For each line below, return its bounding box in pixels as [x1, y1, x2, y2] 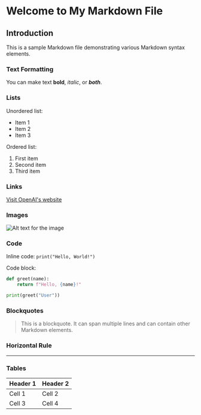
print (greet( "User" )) [6, 292, 60, 298]
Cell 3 [9, 399, 26, 407]
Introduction [6, 28, 54, 38]
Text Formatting [6, 65, 54, 73]
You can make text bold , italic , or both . [6, 79, 102, 86]
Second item [14, 161, 47, 168]
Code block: [6, 264, 36, 271]
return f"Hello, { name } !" [17, 282, 82, 288]
